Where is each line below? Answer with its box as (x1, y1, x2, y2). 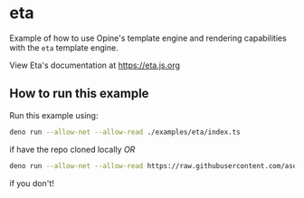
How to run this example (9, 86, 149, 101)
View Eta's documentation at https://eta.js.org (9, 60, 181, 71)
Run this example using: (9, 109, 99, 120)
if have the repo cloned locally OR (9, 144, 136, 155)
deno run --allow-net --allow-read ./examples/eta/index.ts (9, 127, 242, 137)
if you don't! (9, 177, 54, 188)
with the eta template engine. (9, 42, 119, 52)
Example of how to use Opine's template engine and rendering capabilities (9, 33, 287, 43)
